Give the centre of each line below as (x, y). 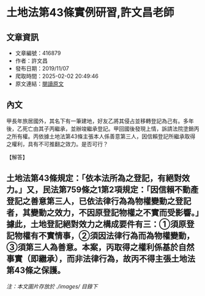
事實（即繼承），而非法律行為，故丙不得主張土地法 (101, 259)
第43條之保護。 (36, 271)
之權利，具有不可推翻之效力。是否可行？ (57, 144)
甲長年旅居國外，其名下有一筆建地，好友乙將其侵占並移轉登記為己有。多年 (100, 121)
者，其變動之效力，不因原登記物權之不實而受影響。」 (103, 213)
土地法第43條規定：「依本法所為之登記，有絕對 (94, 178)
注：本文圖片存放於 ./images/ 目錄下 (52, 286)
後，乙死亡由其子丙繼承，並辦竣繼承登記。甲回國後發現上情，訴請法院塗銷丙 (103, 128)
